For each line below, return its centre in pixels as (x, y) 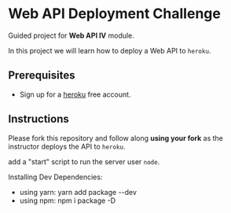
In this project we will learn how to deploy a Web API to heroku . (110, 50)
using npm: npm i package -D (68, 200)
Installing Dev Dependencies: (55, 177)
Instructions (38, 119)
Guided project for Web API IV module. (71, 35)
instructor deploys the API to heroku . (67, 146)
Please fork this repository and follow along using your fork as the (116, 138)
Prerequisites (42, 75)
